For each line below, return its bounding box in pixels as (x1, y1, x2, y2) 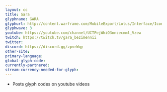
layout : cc (5, 7, 28, 12)
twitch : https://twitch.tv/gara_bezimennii (5, 35, 97, 40)
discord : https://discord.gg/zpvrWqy (5, 44, 83, 49)
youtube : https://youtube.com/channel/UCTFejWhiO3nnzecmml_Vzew (5, 30, 141, 35)
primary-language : (5, 53, 43, 59)
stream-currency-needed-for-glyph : (5, 68, 79, 73)
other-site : (5, 49, 30, 54)
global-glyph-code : (5, 58, 46, 63)
